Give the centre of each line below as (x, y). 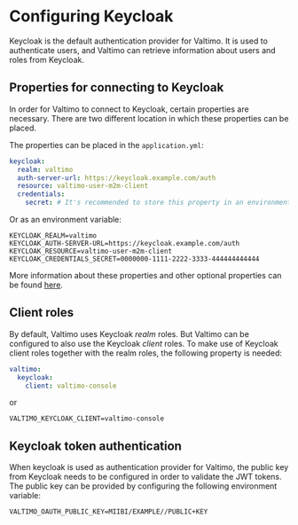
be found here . (36, 285)
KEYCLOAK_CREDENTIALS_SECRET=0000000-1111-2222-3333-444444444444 (134, 259)
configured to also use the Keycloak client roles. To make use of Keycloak (144, 343)
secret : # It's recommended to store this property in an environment (158, 203)
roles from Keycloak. (47, 59)
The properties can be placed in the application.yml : (106, 145)
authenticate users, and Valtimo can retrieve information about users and (143, 50)
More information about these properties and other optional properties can (145, 275)
